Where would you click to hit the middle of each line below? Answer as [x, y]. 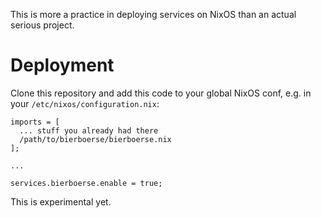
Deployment [62, 65]
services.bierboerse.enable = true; [86, 183]
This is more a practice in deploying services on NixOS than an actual [153, 14]
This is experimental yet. [61, 201]
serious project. [42, 25]
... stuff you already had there [89, 130]
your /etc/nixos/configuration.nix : [85, 103]
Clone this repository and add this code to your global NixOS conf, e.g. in [161, 93]
